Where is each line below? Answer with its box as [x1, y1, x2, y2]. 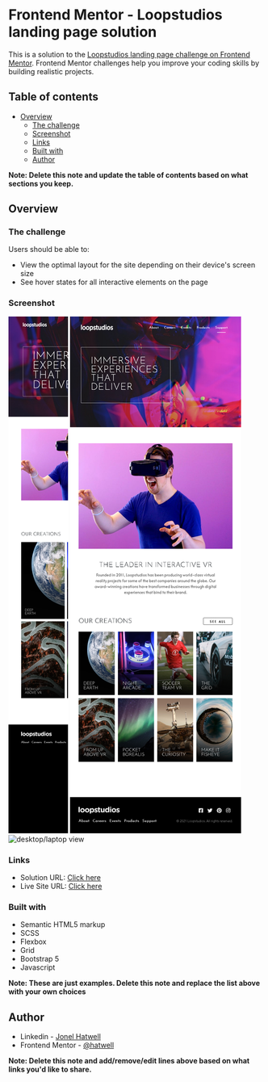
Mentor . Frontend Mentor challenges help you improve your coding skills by [8, 58, 260, 68]
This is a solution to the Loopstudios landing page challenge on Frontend [8, 49, 250, 59]
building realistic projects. [8, 66, 94, 76]
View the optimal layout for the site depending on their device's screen [19, 260, 256, 270]
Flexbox [19, 937, 47, 946]
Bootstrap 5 [19, 954, 60, 964]
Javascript [19, 962, 56, 972]
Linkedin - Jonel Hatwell [19, 1032, 101, 1042]
